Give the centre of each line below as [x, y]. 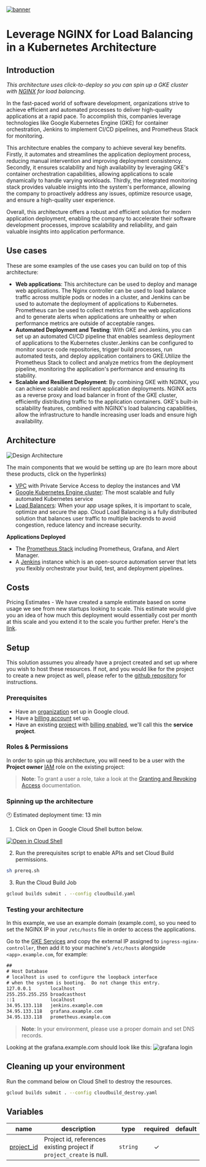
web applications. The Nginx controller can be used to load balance [101, 290]
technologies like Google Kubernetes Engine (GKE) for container [87, 123]
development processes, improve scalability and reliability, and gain [92, 225]
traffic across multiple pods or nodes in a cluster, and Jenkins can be [102, 297]
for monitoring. [25, 136]
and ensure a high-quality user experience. [61, 200]
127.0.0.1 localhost [41, 988]
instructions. [22, 682]
